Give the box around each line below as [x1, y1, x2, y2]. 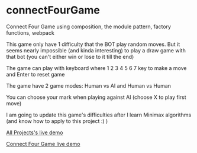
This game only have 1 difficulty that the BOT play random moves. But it [6, 41, 180, 48]
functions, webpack [6, 29, 54, 36]
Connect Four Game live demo [6, 140, 80, 147]
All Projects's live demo [6, 129, 63, 136]
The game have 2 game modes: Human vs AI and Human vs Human [6, 82, 172, 89]
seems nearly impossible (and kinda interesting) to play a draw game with [6, 46, 186, 54]
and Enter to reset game [6, 71, 65, 78]
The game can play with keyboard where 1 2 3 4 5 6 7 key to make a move [6, 64, 188, 71]
